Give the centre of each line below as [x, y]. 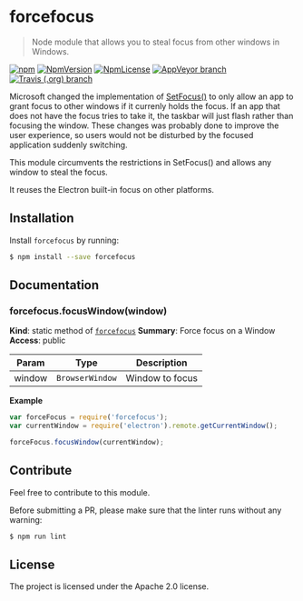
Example [26, 401]
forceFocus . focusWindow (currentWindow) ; [87, 443]
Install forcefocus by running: [64, 240]
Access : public [38, 341]
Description [161, 363]
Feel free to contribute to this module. [80, 492]
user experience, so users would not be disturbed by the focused [132, 135]
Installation [42, 219]
